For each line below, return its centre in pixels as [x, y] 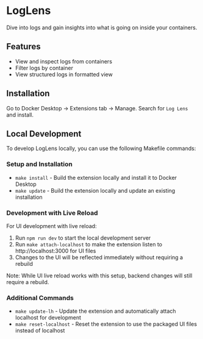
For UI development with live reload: [52, 226]
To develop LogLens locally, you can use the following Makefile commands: [101, 148]
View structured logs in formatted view [64, 74]
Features [23, 47]
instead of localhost [40, 330]
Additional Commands [40, 298]
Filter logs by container [44, 68]
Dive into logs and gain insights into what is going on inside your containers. [102, 27]
